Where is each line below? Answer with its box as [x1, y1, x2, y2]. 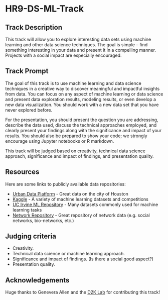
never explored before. [5, 107, 53, 113]
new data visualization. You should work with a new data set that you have [5, 102, 159, 108]
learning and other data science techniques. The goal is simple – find [5, 42, 148, 48]
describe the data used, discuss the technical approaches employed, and [5, 122, 157, 128]
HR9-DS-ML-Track [5, 3, 84, 15]
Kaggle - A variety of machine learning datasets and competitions [12, 196, 149, 202]
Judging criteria [5, 232, 57, 241]
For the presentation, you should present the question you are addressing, [5, 117, 158, 123]
